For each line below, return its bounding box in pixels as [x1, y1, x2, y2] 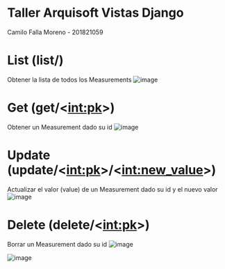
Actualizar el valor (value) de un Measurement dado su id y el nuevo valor [7, 185, 218, 193]
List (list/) [7, 52, 64, 68]
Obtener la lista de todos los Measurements [7, 75, 132, 84]
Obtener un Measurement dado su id [7, 123, 112, 131]
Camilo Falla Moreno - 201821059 [7, 28, 103, 36]
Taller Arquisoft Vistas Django [7, 5, 184, 21]
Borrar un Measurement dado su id [7, 240, 108, 248]
